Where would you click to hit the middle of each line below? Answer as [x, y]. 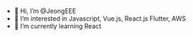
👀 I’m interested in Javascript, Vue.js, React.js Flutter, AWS [100, 18]
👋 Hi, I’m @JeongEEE [45, 11]
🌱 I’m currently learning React [58, 26]
